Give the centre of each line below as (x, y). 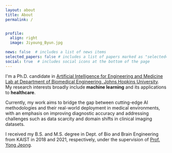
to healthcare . (20, 92)
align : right (24, 38)
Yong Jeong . (19, 145)
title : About (19, 15)
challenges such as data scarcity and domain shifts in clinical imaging (79, 119)
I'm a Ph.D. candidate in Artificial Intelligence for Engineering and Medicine (84, 76)
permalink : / (19, 19)
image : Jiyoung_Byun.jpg (36, 43)
